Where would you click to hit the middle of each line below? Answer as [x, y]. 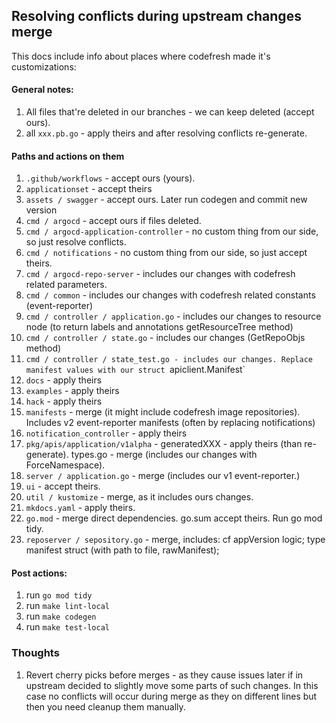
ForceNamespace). [65, 465]
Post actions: [39, 573]
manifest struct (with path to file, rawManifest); [122, 550]
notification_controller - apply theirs [106, 433]
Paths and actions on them [68, 156]
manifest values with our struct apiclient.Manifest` [135, 370]
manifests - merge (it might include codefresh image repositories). [163, 412]
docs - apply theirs [64, 380]
